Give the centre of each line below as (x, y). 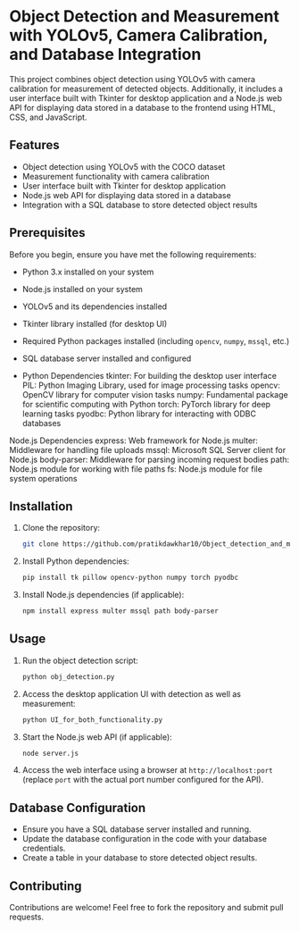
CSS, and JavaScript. (48, 117)
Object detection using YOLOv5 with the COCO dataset (124, 166)
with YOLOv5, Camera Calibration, (139, 35)
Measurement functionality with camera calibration (116, 176)
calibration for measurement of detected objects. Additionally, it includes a (146, 88)
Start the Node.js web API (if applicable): (97, 737)
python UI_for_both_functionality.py (92, 720)
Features (34, 145)
